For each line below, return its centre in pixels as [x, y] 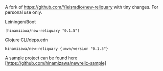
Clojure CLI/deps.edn [26, 40]
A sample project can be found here [41, 58]
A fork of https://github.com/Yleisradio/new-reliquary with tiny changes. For [82, 7]
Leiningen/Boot [20, 22]
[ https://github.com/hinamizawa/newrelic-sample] [56, 63]
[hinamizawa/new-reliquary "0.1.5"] [42, 31]
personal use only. [24, 12]
